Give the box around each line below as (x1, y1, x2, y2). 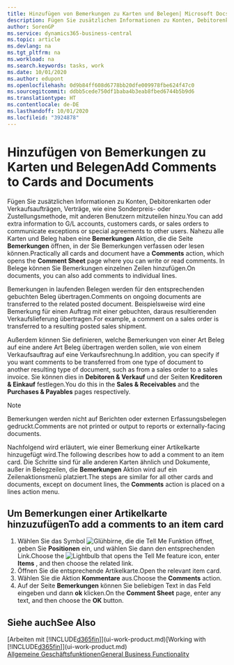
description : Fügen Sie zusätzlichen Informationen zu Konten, (7, 17, 195, 24)
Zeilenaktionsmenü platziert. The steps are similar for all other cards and (7, 472, 214, 481)
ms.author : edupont (7, 75, 64, 82)
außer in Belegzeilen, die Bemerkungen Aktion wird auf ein (7, 465, 178, 474)
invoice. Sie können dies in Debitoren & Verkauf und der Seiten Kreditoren (7, 372, 223, 381)
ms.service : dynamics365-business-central (7, 29, 132, 37)
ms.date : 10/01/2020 (7, 68, 68, 75)
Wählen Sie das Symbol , (17, 537, 214, 546)
